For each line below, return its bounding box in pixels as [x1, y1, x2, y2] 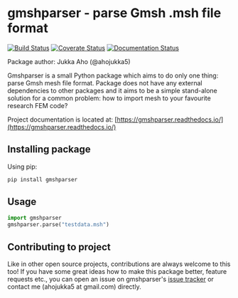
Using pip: [7, 162, 38, 171]
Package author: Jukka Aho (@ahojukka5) [7, 57, 131, 65]
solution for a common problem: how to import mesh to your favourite [7, 94, 211, 102]
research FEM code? [7, 101, 68, 110]
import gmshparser [7, 215, 62, 222]
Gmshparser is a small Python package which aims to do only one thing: [7, 71, 219, 80]
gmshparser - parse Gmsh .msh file [7, 5, 222, 21]
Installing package [7, 144, 91, 156]
